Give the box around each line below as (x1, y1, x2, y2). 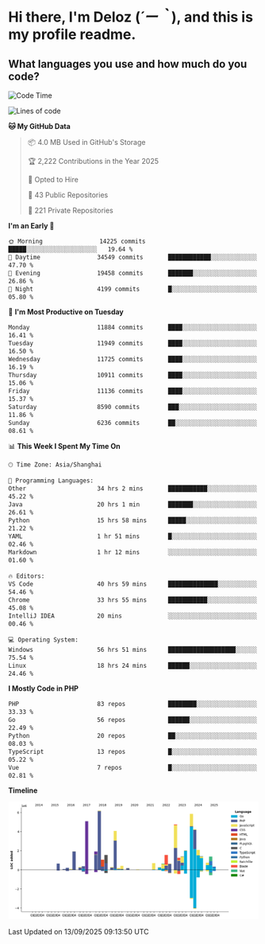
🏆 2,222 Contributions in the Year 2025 (27, 157, 159, 166)
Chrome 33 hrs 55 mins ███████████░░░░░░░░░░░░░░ (8, 596, 258, 604)
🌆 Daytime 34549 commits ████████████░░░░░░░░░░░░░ (8, 253, 258, 261)
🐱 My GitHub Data (8, 122, 71, 131)
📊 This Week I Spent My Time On (8, 442, 121, 451)
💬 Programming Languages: (8, 477, 94, 485)
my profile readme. (8, 25, 136, 44)
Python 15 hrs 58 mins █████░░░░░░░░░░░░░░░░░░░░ (8, 517, 258, 525)
